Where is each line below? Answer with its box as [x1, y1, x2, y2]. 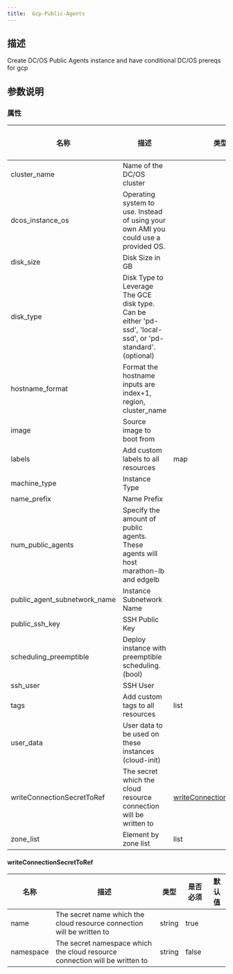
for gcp [7, 64, 28, 72]
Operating [122, 190, 156, 199]
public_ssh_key [10, 619, 60, 629]
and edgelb [122, 575, 159, 585]
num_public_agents [10, 540, 74, 550]
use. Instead [122, 207, 163, 217]
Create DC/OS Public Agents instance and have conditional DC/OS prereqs [7, 56, 221, 65]
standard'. [122, 342, 156, 352]
